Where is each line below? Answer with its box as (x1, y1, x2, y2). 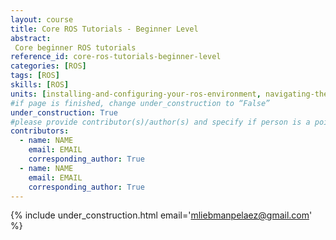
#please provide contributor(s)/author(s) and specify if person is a (10, 117, 311, 127)
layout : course (10, 14, 74, 25)
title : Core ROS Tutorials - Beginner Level (10, 24, 199, 34)
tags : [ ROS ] (10, 71, 60, 81)
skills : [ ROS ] (10, 80, 70, 90)
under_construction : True (10, 107, 118, 118)
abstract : (10, 33, 52, 43)
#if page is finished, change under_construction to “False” (10, 98, 271, 108)
